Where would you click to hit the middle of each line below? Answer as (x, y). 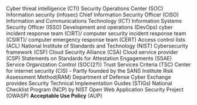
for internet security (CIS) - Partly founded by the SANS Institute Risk (90, 71)
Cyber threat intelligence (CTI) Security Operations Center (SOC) (85, 9)
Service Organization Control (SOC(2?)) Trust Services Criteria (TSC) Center (98, 65)
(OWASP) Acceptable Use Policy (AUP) (54, 96)
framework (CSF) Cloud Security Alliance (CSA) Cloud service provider (92, 52)
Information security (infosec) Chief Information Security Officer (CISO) (93, 15)
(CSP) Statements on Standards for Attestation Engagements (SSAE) (89, 58)
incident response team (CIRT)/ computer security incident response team (96, 33)
